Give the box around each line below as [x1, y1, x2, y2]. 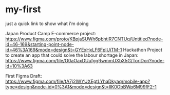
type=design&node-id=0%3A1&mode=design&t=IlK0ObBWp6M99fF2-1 [5, 83, 157, 90]
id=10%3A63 [5, 63, 33, 69]
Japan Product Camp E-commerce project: [5, 30, 97, 36]
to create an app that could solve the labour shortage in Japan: [5, 52, 139, 58]
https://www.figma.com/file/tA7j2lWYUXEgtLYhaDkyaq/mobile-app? [5, 78, 150, 84]
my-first [5, 4, 41, 15]
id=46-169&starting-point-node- [5, 41, 74, 47]
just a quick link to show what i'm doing [5, 20, 89, 27]
